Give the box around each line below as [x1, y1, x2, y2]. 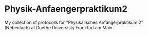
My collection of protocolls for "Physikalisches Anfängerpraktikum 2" [4, 19, 144, 25]
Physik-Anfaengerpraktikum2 [4, 3, 128, 15]
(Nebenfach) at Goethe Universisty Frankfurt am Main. [4, 24, 114, 30]
